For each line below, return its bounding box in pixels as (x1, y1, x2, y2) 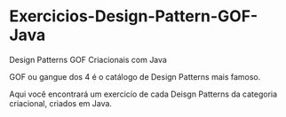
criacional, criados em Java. (9, 97, 113, 108)
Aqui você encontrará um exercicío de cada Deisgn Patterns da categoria (9, 89, 278, 99)
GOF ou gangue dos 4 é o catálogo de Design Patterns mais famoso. (9, 71, 261, 82)
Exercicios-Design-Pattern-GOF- (9, 6, 258, 27)
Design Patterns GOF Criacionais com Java (9, 54, 167, 65)
